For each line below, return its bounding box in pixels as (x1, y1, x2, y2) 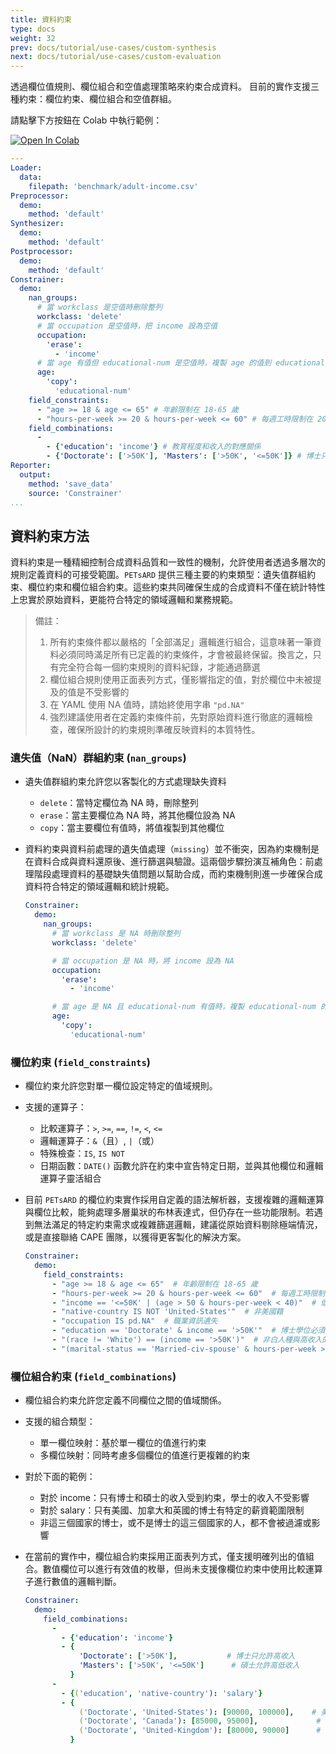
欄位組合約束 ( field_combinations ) (10, 1369, 177, 1383)
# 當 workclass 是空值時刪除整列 (36, 302, 163, 313)
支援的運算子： (24, 1101, 87, 1113)
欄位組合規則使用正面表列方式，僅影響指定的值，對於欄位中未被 (49, 674, 313, 686)
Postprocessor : (10, 246, 74, 256)
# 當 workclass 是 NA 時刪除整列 (51, 929, 181, 939)
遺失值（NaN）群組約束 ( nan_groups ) (10, 751, 187, 765)
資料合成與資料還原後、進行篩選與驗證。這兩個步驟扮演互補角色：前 (33, 856, 315, 868)
